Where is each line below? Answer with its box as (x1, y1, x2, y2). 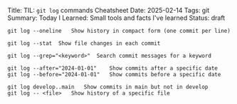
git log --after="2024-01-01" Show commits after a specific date (7, 65, 218, 72)
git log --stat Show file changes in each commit (7, 40, 161, 47)
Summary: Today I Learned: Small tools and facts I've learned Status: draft (7, 14, 226, 22)
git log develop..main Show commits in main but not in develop (7, 83, 209, 90)
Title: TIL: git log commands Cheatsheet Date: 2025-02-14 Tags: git (7, 6, 210, 14)
